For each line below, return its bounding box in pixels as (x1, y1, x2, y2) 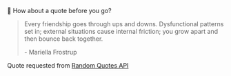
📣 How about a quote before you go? (7, 7, 112, 15)
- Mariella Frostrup (23, 48, 77, 56)
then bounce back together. (23, 35, 103, 43)
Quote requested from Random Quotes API (7, 61, 129, 69)
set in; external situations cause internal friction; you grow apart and (23, 28, 219, 35)
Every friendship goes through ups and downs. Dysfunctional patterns (23, 20, 224, 28)
